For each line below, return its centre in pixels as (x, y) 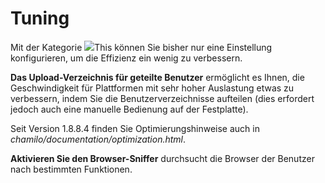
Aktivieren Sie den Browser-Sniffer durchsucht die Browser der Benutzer (162, 158)
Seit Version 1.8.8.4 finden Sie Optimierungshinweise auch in (135, 128)
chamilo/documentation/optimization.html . (98, 139)
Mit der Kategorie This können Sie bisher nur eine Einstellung (141, 47)
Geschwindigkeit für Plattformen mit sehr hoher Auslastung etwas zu (152, 88)
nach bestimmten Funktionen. (71, 169)
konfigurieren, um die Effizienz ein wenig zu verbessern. (126, 58)
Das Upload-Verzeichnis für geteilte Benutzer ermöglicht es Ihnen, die (157, 77)
